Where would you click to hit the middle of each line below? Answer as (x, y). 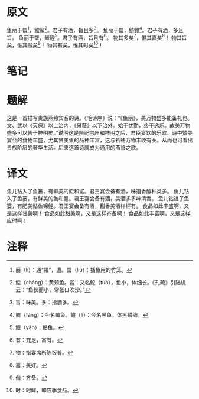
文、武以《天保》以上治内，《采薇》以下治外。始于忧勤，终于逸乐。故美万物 (99, 125)
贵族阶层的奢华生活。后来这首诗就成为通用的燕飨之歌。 (74, 148)
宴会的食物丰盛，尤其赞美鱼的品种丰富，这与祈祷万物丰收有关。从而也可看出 (100, 140)
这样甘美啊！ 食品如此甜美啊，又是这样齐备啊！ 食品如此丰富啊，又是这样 (101, 213)
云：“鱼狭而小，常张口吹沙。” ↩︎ (53, 290)
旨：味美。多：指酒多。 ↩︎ (47, 302)
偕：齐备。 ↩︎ (31, 377)
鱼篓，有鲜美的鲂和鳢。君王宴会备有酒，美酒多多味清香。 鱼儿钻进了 (100, 198)
